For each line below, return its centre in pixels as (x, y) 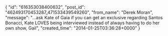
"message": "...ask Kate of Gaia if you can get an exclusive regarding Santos (84, 18)
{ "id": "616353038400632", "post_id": (45, 7)
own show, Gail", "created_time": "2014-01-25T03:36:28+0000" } (73, 28)
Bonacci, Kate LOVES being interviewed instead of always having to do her (82, 23)
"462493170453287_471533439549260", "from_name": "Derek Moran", (79, 12)
